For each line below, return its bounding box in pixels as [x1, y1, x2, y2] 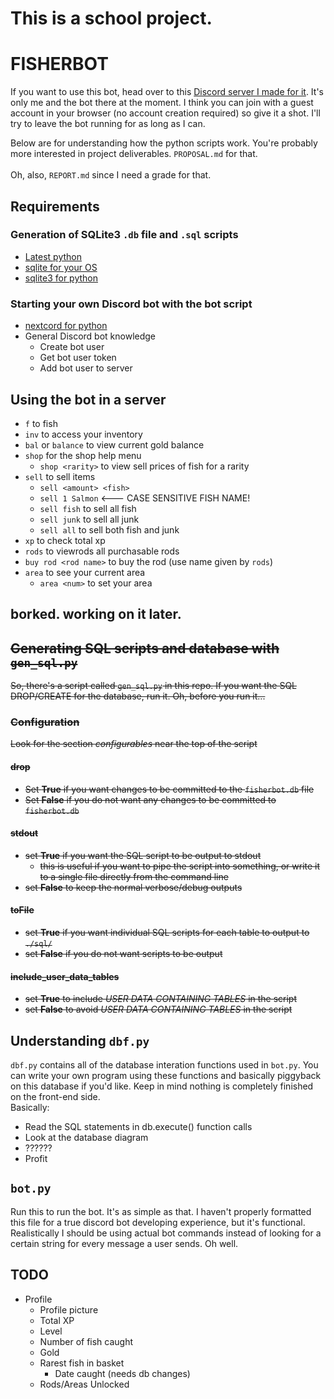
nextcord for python [24, 320, 108, 332]
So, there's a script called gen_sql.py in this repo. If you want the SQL [10, 680, 298, 692]
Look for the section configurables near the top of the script [10, 738, 258, 750]
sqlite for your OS [24, 261, 98, 273]
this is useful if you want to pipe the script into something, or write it [39, 860, 321, 872]
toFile [10, 904, 35, 916]
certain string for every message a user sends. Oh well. [10, 1237, 239, 1249]
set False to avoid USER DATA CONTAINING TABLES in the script [24, 1003, 293, 1016]
